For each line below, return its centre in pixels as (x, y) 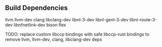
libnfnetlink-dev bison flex (40, 25)
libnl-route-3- (143, 19)
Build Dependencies (36, 8)
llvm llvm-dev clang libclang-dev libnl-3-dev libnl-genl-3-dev (67, 19)
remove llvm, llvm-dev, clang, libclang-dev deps (54, 39)
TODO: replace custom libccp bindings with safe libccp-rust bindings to (77, 34)
